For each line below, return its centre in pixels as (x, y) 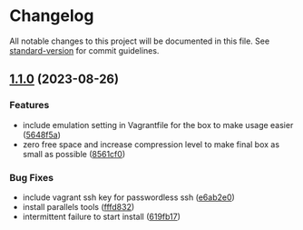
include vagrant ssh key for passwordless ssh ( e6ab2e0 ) (129, 197)
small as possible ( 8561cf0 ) (73, 154)
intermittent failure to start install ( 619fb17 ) (102, 216)
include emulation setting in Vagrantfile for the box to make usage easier (158, 125)
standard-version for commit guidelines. (84, 50)
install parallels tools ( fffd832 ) (78, 206)
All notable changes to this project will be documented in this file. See (140, 41)
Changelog (52, 16)
